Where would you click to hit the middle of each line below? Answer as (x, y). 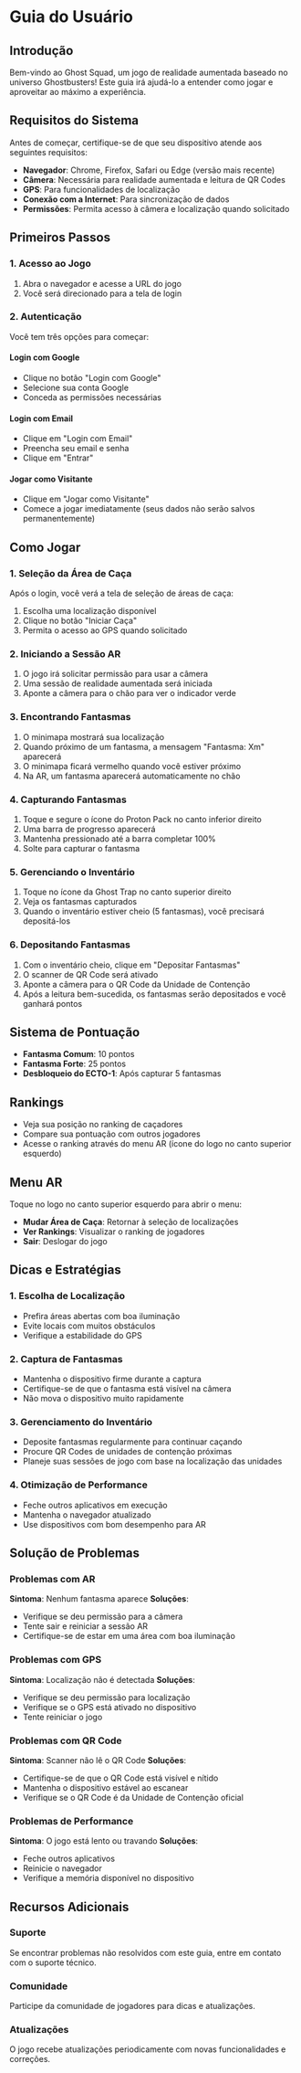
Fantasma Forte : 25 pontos (74, 1064)
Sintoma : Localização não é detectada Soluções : (103, 1679)
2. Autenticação (46, 317)
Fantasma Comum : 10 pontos (78, 1054)
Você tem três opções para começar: (79, 336)
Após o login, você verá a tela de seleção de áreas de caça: (122, 593)
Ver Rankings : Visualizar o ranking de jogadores (114, 1232)
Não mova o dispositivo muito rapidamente (103, 1398)
